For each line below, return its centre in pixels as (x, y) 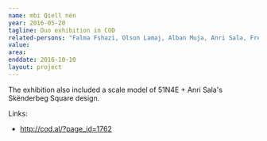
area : (17, 52)
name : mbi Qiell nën (43, 15)
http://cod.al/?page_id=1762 (66, 128)
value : (19, 45)
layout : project (35, 67)
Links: (18, 113)
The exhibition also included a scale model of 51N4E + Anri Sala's (116, 90)
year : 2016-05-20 (37, 23)
